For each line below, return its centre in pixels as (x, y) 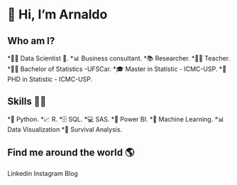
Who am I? (31, 41)
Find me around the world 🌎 (71, 153)
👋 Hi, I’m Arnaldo (57, 15)
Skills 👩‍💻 (27, 101)
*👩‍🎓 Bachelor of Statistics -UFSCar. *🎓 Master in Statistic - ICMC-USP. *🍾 (117, 69)
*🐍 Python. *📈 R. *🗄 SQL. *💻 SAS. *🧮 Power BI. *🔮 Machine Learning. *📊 (116, 119)
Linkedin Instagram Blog (43, 173)
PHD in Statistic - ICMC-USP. (50, 79)
